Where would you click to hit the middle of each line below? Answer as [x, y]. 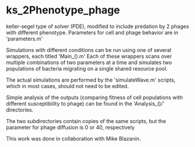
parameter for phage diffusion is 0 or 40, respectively [71, 127]
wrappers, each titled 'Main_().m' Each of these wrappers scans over [89, 56]
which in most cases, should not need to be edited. [67, 86]
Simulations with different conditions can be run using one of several [89, 50]
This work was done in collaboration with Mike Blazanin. [74, 138]
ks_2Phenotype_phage [63, 10]
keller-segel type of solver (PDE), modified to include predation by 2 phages [97, 26]
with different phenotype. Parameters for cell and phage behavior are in [92, 32]
